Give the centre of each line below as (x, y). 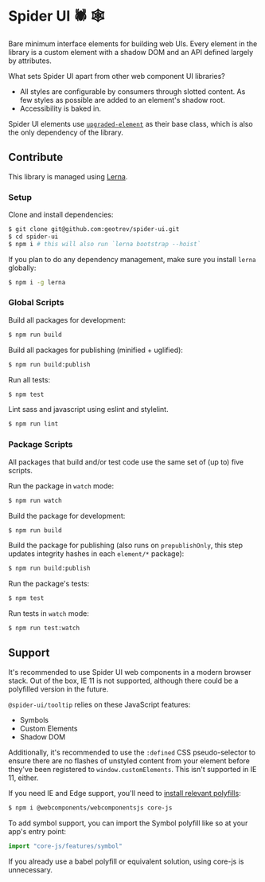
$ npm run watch (35, 500)
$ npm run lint (33, 424)
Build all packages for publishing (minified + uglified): (95, 350)
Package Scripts (41, 445)
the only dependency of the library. (66, 132)
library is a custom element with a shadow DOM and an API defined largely (131, 52)
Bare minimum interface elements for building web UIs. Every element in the (133, 43)
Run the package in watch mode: (61, 486)
